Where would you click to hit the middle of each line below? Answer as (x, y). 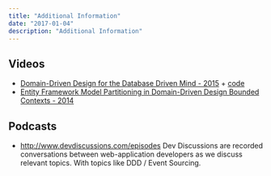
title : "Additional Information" (65, 16)
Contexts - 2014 (47, 101)
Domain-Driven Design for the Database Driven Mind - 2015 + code (132, 84)
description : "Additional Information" (76, 31)
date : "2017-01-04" (41, 24)
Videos (27, 64)
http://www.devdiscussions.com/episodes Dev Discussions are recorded (141, 146)
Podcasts (33, 126)
